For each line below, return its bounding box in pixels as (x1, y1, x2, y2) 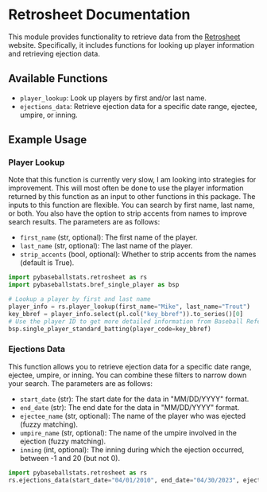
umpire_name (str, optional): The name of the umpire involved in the (19, 428, 237, 437)
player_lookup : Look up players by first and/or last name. (19, 93, 207, 103)
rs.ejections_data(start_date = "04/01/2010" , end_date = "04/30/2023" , (8, 476, 240, 484)
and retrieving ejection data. (8, 49, 101, 58)
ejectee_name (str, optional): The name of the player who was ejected (19, 411, 246, 420)
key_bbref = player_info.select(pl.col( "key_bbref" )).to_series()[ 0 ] (8, 310, 244, 318)
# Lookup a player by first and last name (8, 295, 151, 303)
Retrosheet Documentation (8, 6, 191, 24)
